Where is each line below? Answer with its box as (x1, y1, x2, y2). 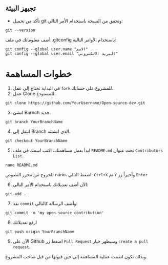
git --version (5, 28, 36, 33)
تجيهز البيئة (5, 4, 36, 13)
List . (12, 152, 24, 158)
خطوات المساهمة (5, 68, 72, 79)
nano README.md (5, 162, 38, 168)
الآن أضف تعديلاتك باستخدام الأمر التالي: (12, 181, 89, 188)
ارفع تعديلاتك (12, 219, 37, 225)
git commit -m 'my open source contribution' (5, 210, 104, 215)
